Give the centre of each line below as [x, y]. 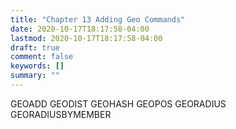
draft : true [35, 47]
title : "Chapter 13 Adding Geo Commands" [98, 19]
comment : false [42, 57]
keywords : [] [37, 66]
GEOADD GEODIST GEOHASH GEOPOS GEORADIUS [118, 103]
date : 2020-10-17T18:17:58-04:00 [80, 29]
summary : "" [35, 76]
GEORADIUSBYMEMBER [61, 114]
